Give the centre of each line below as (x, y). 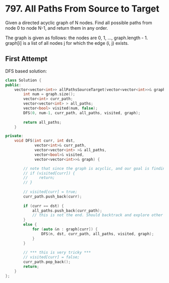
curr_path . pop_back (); (47, 262)
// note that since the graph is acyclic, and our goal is (87, 168)
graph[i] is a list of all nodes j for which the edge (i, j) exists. (67, 43)
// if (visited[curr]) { (49, 173)
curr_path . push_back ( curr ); (53, 197)
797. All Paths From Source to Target (82, 9)
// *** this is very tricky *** (57, 253)
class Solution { (23, 80)
